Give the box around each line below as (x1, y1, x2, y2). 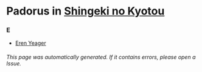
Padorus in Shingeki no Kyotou (6, 4, 165, 18)
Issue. (6, 60, 21, 67)
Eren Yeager (15, 39, 47, 47)
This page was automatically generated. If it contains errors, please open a (6, 53, 196, 61)
